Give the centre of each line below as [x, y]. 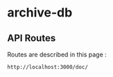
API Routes [32, 38]
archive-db [40, 13]
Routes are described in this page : [57, 54]
